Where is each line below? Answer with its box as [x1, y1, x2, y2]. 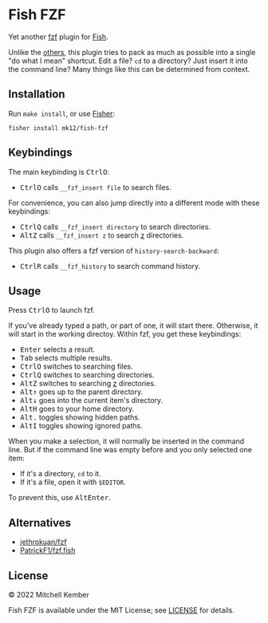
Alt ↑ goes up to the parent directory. [19, 387, 144, 396]
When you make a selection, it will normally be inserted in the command [8, 436, 245, 446]
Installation [8, 88, 65, 101]
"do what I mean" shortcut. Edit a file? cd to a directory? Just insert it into [8, 56, 249, 65]
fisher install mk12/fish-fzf [8, 124, 109, 132]
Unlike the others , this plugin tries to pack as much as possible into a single [8, 47, 256, 57]
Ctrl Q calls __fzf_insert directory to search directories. [19, 222, 211, 231]
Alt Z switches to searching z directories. [19, 379, 156, 388]
